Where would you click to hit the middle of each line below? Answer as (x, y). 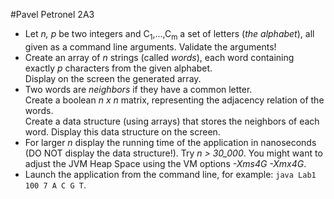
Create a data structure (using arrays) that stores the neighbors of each (172, 121)
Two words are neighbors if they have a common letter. (138, 89)
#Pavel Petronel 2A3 (52, 14)
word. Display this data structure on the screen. (122, 131)
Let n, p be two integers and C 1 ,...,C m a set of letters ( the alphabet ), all (169, 35)
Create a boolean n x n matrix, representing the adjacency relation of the (174, 100)
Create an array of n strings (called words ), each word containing (159, 57)
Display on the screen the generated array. (113, 78)
